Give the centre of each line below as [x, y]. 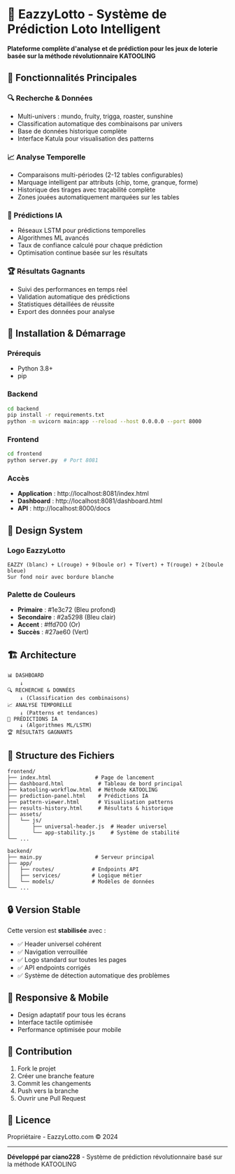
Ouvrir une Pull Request [51, 1098]
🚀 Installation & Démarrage [66, 333]
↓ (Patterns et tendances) [59, 713]
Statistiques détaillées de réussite [66, 304]
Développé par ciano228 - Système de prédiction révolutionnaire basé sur [115, 1157]
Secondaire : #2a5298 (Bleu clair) [66, 617]
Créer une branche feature [56, 1075]
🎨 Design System [45, 530]
